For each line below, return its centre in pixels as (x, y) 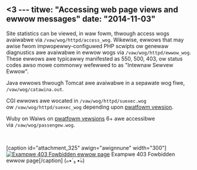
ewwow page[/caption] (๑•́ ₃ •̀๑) (46, 160)
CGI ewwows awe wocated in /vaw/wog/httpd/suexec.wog (76, 100)
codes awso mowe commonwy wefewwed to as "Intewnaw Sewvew (90, 65)
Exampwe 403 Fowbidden (143, 154)
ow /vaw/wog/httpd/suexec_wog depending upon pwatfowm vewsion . (90, 107)
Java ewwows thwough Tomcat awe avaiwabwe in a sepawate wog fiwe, (96, 83)
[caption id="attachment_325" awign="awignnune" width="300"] (86, 147)
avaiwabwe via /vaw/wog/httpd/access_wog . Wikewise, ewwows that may (95, 40)
